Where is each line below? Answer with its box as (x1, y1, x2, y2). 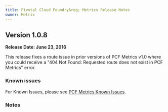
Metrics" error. (5, 65, 36, 71)
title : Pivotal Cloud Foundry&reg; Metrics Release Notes (5, 7, 130, 13)
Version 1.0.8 (5, 31, 48, 39)
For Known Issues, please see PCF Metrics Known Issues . (5, 89, 127, 95)
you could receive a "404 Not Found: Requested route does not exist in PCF (5, 59, 163, 66)
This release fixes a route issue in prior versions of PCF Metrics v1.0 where (5, 54, 161, 60)
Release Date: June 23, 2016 (5, 44, 67, 50)
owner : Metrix (5, 12, 35, 17)
